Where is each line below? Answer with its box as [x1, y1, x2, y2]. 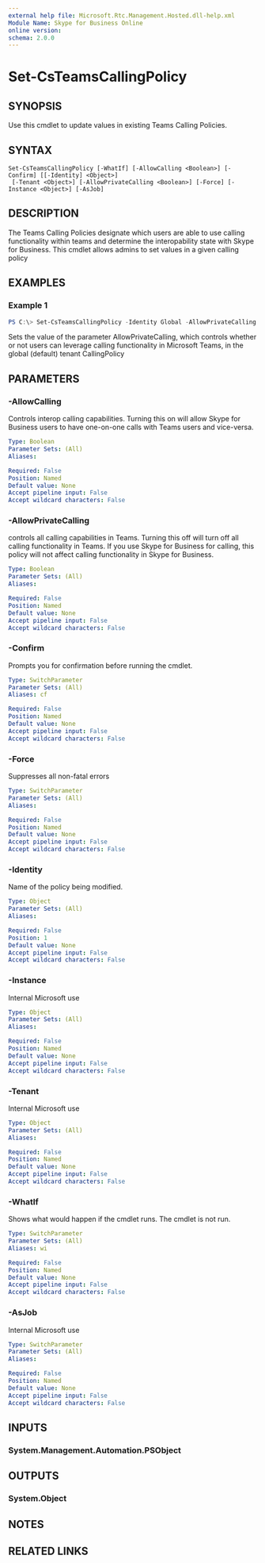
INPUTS [8, 1421, 47, 1434]
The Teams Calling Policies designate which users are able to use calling [8, 228, 245, 237]
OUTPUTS [8, 1469, 59, 1483]
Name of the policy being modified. [8, 882, 123, 892]
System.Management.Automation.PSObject [8, 1445, 182, 1456]
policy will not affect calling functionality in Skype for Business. [8, 550, 214, 559]
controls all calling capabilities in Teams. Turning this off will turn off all [8, 533, 239, 543]
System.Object [8, 1493, 67, 1504]
